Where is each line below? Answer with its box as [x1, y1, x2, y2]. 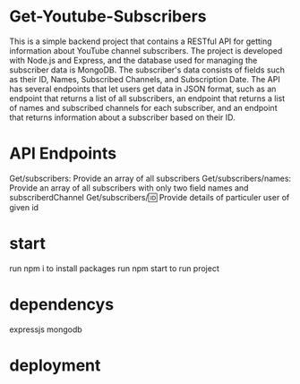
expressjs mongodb [9, 324, 82, 335]
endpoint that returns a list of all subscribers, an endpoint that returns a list [9, 92, 286, 104]
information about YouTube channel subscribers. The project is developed [9, 45, 283, 55]
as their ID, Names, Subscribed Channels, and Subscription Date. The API [9, 73, 280, 84]
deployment [9, 355, 101, 375]
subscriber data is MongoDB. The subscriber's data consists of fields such [9, 64, 285, 75]
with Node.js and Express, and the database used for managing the [9, 55, 258, 65]
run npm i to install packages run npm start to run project [9, 262, 219, 274]
